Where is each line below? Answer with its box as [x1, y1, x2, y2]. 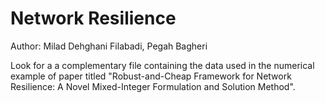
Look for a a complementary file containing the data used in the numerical [10, 59, 315, 71]
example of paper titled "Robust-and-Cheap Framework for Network [10, 70, 292, 82]
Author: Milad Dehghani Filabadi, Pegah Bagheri [10, 40, 208, 52]
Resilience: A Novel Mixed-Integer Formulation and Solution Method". [10, 80, 296, 92]
